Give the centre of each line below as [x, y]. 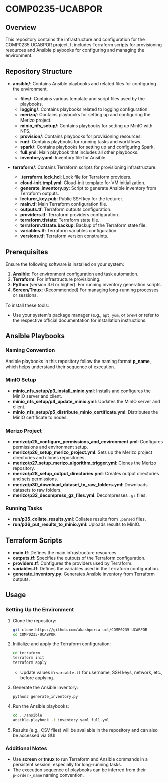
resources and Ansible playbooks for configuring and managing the [75, 50]
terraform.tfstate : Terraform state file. [60, 220]
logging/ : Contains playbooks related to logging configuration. [85, 109]
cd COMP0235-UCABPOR [34, 634]
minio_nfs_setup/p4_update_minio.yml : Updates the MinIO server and [86, 401]
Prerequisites [27, 252]
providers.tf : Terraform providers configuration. [69, 214]
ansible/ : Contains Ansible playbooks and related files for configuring [84, 83]
